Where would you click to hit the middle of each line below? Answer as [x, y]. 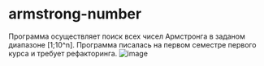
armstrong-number [75, 14]
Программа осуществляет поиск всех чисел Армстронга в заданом [127, 36]
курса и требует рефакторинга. [63, 53]
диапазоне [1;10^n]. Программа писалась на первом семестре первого [132, 44]
